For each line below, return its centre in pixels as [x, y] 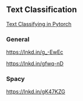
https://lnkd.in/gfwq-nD [35, 64]
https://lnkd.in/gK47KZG [36, 92]
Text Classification [41, 10]
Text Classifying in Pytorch [39, 24]
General [18, 39]
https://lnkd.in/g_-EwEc [35, 52]
